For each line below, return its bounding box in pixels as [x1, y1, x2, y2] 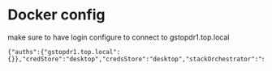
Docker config [7, 6, 106, 24]
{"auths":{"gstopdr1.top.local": [7, 48, 121, 56]
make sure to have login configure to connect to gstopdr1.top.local [7, 32, 230, 42]
